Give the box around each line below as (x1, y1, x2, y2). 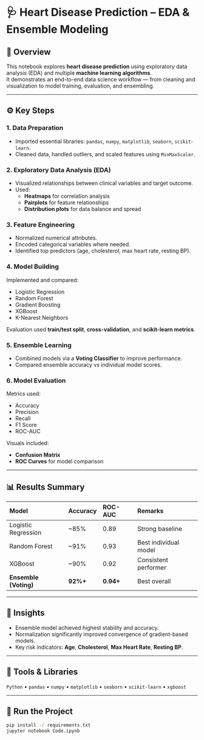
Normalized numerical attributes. (15, 234, 98, 241)
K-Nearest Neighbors (15, 314, 69, 321)
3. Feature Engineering (6, 220, 75, 229)
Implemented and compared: (6, 276, 79, 283)
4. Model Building (6, 263, 59, 271)
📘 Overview (6, 47, 51, 57)
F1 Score (15, 421, 38, 429)
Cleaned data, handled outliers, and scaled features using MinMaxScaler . (15, 150, 195, 157)
